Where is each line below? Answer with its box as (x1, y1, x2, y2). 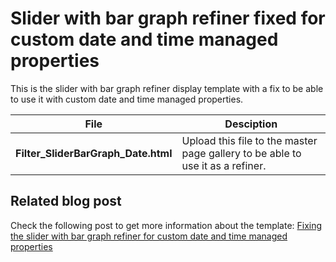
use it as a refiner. (181, 158, 267, 172)
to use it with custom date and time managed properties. (10, 93, 244, 105)
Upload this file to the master (181, 133, 318, 147)
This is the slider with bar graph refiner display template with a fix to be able (10, 82, 324, 94)
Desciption (224, 117, 278, 131)
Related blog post (10, 193, 122, 210)
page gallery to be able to (181, 146, 302, 160)
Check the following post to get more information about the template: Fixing (10, 219, 323, 231)
